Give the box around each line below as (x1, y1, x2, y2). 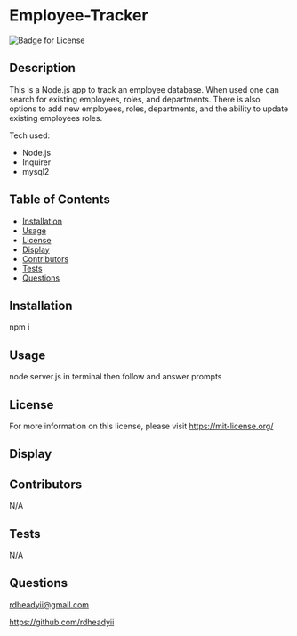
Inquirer (21, 157, 52, 167)
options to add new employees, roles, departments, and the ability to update (9, 103, 289, 114)
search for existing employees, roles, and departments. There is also (9, 94, 261, 104)
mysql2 (21, 166, 50, 176)
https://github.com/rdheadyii (9, 616, 115, 627)
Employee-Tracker (9, 5, 148, 26)
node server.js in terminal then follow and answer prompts (9, 371, 222, 382)
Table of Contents (9, 192, 111, 208)
